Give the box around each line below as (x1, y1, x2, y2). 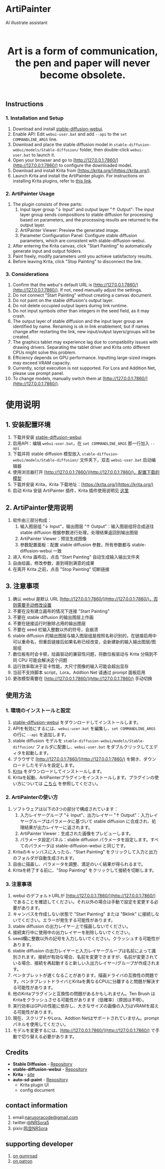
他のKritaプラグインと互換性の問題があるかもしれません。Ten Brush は (12, 991, 156, 997)
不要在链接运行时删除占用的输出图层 (12, 620, 86, 626)
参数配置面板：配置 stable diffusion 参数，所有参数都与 (20, 542, 131, 548)
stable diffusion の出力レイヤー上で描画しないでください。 (12, 924, 131, 929)
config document (20, 1087, 55, 1093)
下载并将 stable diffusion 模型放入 (12, 451, 81, 457)
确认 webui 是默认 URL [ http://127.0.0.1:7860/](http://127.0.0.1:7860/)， (12, 596, 154, 602)
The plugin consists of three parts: (12, 201, 82, 207)
